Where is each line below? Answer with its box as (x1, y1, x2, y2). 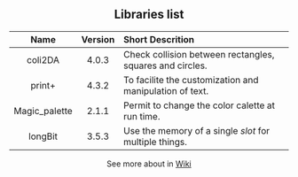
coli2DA (26, 53, 60, 65)
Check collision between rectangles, (122, 48, 275, 60)
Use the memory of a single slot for (122, 124, 271, 136)
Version (81, 33, 115, 45)
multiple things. (122, 135, 188, 148)
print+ (30, 79, 56, 91)
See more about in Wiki (106, 158, 192, 169)
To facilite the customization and (122, 73, 259, 86)
